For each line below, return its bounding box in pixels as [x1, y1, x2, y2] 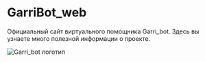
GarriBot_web [7, 5, 87, 20]
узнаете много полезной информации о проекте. [7, 34, 151, 42]
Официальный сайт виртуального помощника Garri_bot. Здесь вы [7, 27, 200, 35]
